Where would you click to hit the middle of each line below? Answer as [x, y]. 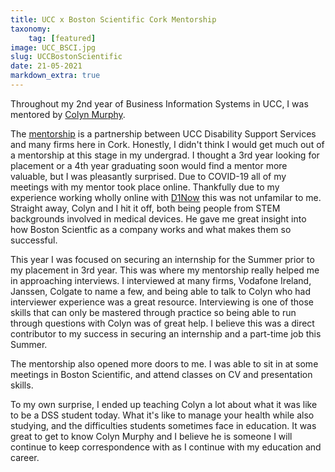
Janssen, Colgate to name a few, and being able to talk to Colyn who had [160, 291]
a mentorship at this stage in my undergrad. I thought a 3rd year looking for [165, 155]
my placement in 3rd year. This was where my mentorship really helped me [165, 270]
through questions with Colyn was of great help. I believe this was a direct [162, 323]
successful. [34, 240]
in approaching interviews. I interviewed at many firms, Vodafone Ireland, [161, 280]
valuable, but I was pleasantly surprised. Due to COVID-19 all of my [148, 176]
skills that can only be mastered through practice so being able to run [153, 312]
